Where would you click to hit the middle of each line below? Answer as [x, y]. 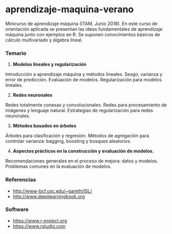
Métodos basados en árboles [44, 126]
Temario [16, 53]
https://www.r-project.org [40, 221]
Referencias [21, 180]
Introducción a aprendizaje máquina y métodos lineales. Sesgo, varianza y [84, 74]
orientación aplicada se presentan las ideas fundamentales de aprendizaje [84, 29]
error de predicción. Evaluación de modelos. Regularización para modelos [84, 80]
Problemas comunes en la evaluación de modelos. [59, 166]
